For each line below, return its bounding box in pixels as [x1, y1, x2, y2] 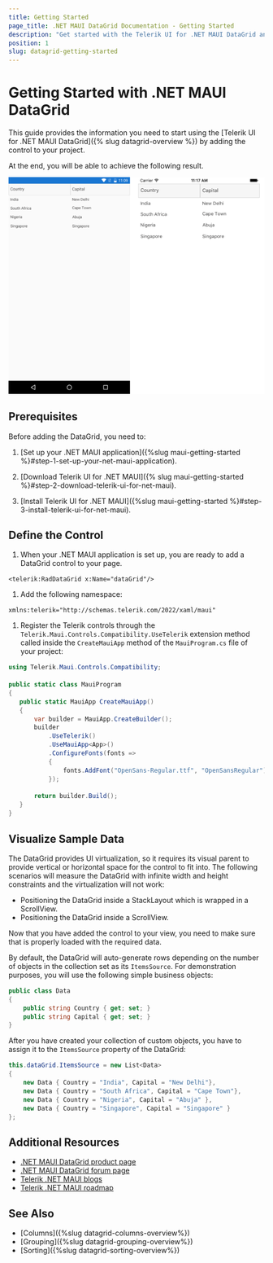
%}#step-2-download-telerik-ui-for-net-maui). [19, 480, 177, 490]
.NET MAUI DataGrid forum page [19, 1165, 130, 1176]
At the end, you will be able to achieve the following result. [8, 161, 204, 171]
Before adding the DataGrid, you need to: [8, 432, 146, 441]
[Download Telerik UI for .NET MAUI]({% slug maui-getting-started [19, 471, 244, 481]
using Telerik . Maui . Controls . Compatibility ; [8, 664, 162, 672]
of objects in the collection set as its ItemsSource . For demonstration [8, 961, 237, 971]
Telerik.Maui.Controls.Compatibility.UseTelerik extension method [19, 629, 250, 639]
